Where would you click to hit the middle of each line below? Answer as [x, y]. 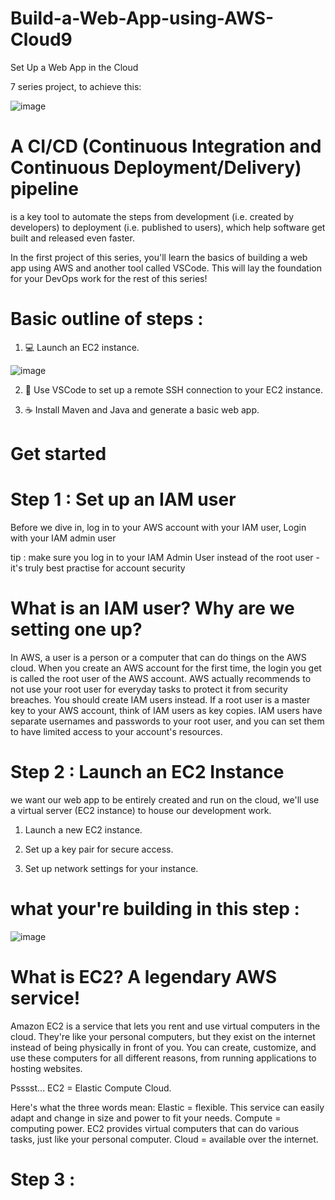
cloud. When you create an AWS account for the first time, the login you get [166, 668]
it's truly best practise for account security [98, 568]
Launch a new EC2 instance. [83, 829]
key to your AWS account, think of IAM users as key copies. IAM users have [166, 710]
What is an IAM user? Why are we [152, 608]
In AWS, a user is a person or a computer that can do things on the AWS [158, 657]
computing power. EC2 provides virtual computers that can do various [155, 1128]
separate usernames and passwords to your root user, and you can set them [167, 721]
